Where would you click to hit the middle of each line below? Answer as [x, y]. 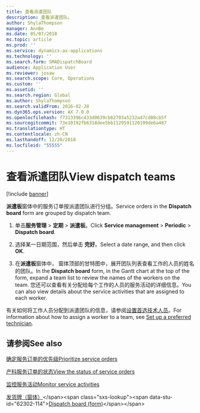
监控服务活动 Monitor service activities [53, 384]
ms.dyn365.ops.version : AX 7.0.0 [48, 112]
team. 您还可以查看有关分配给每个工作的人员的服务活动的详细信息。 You [103, 284]
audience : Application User [41, 67]
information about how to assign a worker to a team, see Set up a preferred [99, 317]
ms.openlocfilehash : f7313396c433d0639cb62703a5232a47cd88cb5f [87, 117]
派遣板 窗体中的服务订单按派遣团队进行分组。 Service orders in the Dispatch [99, 206]
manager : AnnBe [25, 28]
